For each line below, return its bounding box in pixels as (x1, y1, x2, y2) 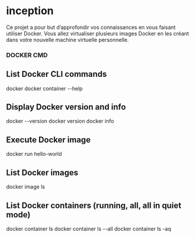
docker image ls (6, 183, 45, 190)
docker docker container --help (6, 84, 83, 92)
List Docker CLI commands (6, 69, 108, 79)
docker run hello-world (6, 151, 62, 158)
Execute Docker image (6, 135, 91, 145)
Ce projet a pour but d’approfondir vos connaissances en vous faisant (6, 24, 176, 31)
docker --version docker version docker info (6, 118, 114, 125)
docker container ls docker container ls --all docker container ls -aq (6, 225, 171, 232)
